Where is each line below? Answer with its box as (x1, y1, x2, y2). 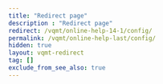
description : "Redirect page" (8, 19, 113, 27)
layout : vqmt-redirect (8, 49, 84, 57)
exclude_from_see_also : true (8, 64, 106, 72)
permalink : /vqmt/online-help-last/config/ (8, 34, 157, 42)
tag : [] (8, 57, 35, 65)
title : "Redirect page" (8, 11, 88, 20)
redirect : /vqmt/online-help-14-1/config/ (8, 26, 153, 34)
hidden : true (8, 42, 52, 50)
